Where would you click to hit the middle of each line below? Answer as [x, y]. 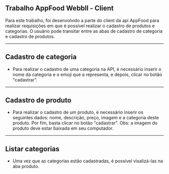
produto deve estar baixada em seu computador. [63, 128]
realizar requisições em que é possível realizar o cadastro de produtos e [80, 26]
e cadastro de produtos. [30, 36]
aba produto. [26, 166]
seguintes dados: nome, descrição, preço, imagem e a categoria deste [86, 118]
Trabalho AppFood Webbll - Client [60, 8]
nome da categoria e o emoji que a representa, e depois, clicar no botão [87, 74]
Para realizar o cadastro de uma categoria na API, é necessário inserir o [87, 69]
